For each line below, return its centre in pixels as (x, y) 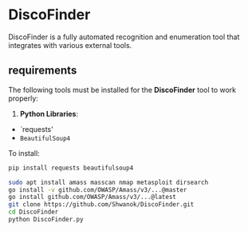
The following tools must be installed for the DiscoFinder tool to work (122, 90)
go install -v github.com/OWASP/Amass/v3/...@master (98, 189)
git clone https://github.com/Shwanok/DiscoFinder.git (101, 205)
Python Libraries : (49, 114)
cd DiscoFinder (33, 212)
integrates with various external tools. (70, 45)
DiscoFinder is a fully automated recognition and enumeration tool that (124, 37)
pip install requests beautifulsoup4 (71, 168)
